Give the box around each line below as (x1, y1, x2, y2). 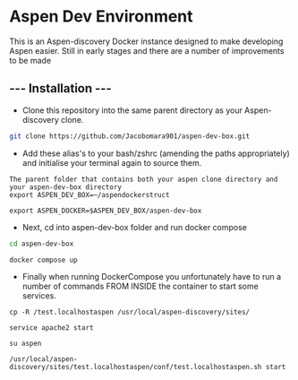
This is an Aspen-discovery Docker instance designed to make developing (9, 36, 284, 47)
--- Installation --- (9, 81, 112, 96)
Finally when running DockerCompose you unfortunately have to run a (21, 272, 282, 282)
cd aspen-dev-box (9, 239, 74, 248)
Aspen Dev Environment (9, 6, 194, 27)
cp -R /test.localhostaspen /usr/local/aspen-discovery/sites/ (9, 307, 251, 317)
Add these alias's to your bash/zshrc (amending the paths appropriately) (21, 148, 291, 159)
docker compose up (9, 255, 78, 264)
